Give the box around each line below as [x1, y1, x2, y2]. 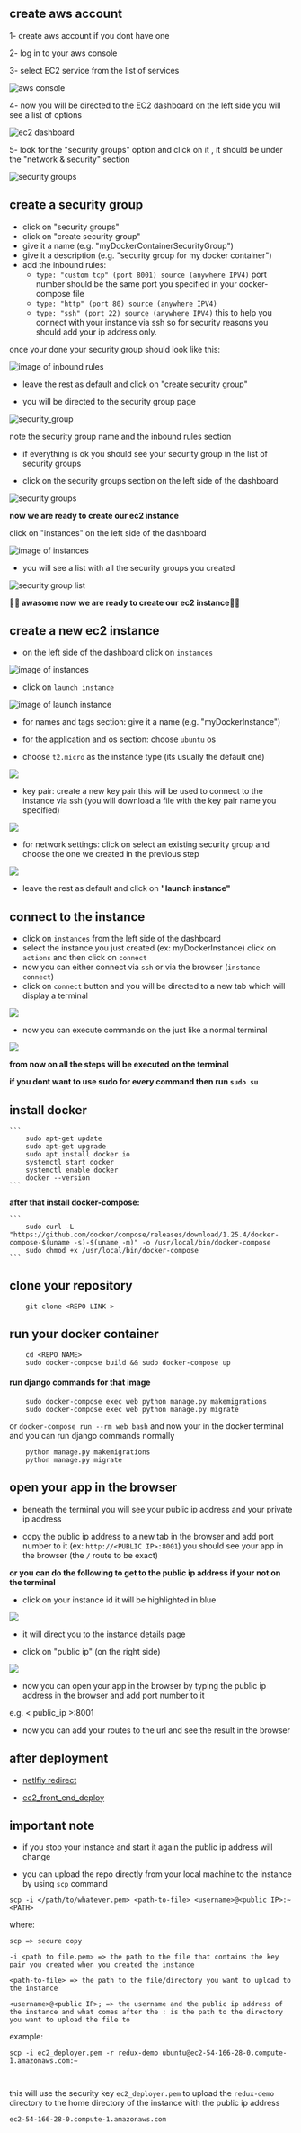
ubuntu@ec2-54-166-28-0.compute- [162, 2048, 288, 2057]
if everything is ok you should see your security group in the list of [22, 448, 268, 459]
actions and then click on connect [22, 952, 147, 963]
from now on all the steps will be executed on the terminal [9, 1059, 229, 1070]
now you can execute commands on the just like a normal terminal [22, 1024, 268, 1036]
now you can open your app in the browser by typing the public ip [22, 1680, 267, 1691]
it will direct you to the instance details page [22, 1629, 186, 1639]
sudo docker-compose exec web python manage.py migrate [25, 1405, 240, 1414]
